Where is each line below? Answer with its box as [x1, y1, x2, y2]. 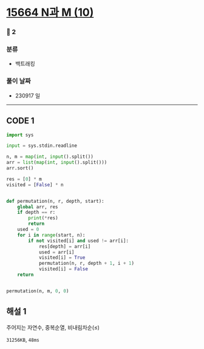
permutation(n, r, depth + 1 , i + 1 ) [38, 260, 135, 267]
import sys [6, 132, 34, 138]
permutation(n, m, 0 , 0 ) [6, 287, 69, 294]
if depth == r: [17, 210, 56, 216]
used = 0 [17, 227, 39, 233]
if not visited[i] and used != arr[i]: [28, 238, 129, 244]
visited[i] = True [38, 255, 86, 261]
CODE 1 [6, 116, 35, 126]
